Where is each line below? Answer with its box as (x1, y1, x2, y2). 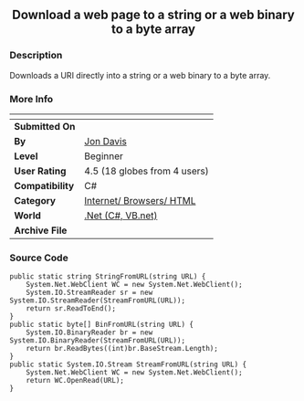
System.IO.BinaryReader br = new (26, 328, 153, 337)
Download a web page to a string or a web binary (12, 7, 295, 23)
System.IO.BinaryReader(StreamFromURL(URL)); (9, 336, 185, 345)
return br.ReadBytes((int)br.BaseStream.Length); (26, 344, 219, 354)
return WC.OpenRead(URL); (26, 376, 125, 385)
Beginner (84, 150, 123, 163)
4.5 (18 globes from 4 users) (84, 164, 210, 177)
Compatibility (14, 179, 75, 192)
